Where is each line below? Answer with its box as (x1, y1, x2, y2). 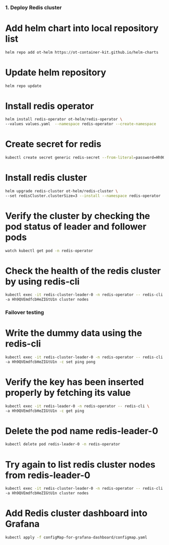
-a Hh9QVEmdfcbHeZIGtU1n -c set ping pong (5, 359, 96, 364)
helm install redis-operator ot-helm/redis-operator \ (5, 117, 123, 122)
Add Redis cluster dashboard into (5, 508, 147, 519)
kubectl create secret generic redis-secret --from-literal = (5, 155, 136, 160)
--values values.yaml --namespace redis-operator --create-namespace (5, 122, 156, 127)
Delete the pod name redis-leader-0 (5, 425, 158, 437)
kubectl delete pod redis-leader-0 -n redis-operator (5, 442, 121, 447)
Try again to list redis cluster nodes (5, 459, 156, 470)
